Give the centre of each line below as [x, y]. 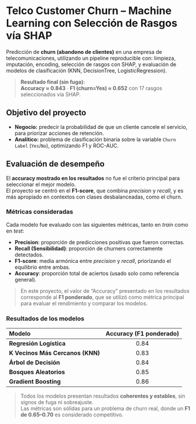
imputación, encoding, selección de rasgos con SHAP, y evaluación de [91, 64]
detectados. [29, 254]
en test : [15, 231]
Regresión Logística [37, 344]
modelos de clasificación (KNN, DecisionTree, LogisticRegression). [87, 70]
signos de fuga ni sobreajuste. [57, 402]
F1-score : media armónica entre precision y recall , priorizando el [93, 261]
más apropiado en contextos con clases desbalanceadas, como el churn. [94, 197]
